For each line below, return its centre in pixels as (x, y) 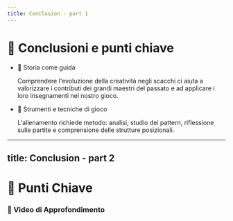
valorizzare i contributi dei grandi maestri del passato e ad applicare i (116, 88)
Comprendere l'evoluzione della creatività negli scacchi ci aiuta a (110, 81)
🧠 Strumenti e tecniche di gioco (62, 109)
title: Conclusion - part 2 (61, 158)
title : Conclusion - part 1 (48, 14)
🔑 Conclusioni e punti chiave (91, 48)
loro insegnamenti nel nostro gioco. (68, 95)
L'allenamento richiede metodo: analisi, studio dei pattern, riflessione (115, 122)
